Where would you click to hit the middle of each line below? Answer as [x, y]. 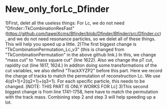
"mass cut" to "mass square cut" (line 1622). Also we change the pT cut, [79, 60]
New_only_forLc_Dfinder [57, 9]
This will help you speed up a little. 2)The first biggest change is [71, 44]
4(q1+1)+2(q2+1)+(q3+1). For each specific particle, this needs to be [75, 81]
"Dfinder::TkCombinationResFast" [40, 28]
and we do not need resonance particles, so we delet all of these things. [82, 39]
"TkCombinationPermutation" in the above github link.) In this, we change [81, 54]
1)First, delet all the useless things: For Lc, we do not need [65, 23]
